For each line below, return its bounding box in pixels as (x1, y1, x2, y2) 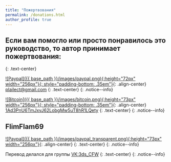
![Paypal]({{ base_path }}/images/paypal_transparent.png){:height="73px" (5, 136, 162, 141)
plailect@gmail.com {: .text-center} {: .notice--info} (5, 87, 114, 93)
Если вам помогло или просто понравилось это (5, 36, 166, 45)
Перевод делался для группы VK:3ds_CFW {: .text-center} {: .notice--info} (5, 151, 165, 157)
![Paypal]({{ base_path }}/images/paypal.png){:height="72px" (5, 75, 136, 82)
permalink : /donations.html (5, 12, 66, 17)
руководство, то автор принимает (5, 44, 121, 53)
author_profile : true (5, 17, 52, 22)
